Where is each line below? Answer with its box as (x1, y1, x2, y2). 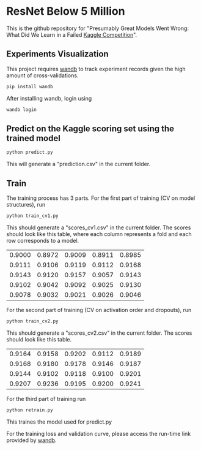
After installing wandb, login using (6, 94, 92, 102)
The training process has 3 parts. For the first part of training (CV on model (6, 194, 196, 202)
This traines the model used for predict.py (6, 418, 112, 425)
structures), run (6, 201, 46, 208)
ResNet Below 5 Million (6, 4, 125, 18)
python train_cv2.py (6, 318, 59, 324)
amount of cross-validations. (6, 72, 79, 79)
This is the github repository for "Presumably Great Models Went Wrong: (6, 25, 189, 32)
